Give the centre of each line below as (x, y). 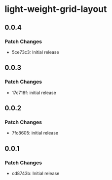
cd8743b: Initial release (36, 173)
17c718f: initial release (34, 92)
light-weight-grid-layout (56, 9)
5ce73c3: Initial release (36, 52)
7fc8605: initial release (35, 133)
